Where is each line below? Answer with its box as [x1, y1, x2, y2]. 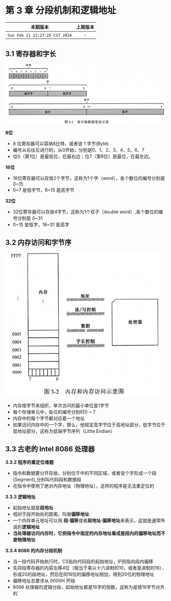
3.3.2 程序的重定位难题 [5, 459, 54, 465]
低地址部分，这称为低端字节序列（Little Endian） [12, 428, 115, 434]
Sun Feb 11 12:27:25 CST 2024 [7, 33, 72, 38]
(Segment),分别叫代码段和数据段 [12, 476, 82, 483]
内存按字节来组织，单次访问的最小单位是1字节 [12, 403, 109, 409]
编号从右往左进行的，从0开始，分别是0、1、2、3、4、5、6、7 [12, 147, 145, 153]
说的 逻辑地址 [12, 524, 40, 530]
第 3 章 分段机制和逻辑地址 [5, 5, 116, 16]
